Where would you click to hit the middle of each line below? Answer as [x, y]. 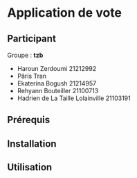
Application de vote [65, 13]
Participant [32, 39]
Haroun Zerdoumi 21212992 [57, 68]
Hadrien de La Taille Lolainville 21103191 [74, 98]
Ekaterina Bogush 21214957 [57, 83]
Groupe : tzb [25, 55]
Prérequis [29, 120]
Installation [32, 144]
